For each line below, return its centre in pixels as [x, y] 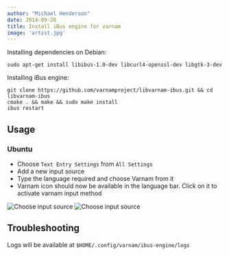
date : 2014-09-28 [32, 20]
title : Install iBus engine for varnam [64, 26]
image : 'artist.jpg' [37, 33]
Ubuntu [20, 149]
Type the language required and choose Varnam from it [95, 178]
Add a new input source [51, 171]
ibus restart [26, 108]
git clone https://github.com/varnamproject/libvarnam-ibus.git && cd [110, 90]
